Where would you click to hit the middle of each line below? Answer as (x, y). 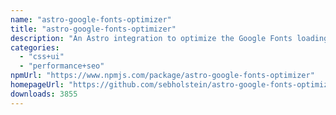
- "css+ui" (42, 57)
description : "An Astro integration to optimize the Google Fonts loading (169, 38)
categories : (35, 47)
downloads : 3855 (44, 94)
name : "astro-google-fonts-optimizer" (91, 19)
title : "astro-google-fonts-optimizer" (93, 29)
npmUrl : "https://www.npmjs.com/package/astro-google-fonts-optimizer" (162, 76)
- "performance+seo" (62, 66)
